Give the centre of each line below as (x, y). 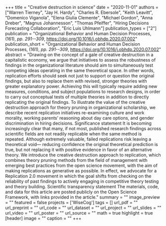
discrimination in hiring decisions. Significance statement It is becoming (79, 123)
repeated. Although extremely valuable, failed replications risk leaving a (78, 139)
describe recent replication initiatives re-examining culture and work (75, 113)
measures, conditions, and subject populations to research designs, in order (83, 92)
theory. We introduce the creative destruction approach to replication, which (83, 155)
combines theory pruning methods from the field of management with (76, 160)
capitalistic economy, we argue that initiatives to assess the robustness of (81, 60)
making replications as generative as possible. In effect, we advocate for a (81, 171)
